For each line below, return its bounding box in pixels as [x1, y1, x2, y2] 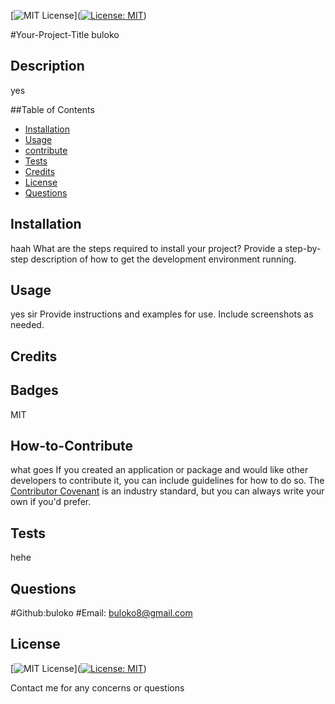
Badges [10, 382, 59, 399]
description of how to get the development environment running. [30, 253, 297, 265]
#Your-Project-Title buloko [10, 29, 120, 40]
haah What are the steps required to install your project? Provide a [10, 242, 283, 254]
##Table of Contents [10, 103, 95, 115]
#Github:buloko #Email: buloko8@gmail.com [10, 607, 193, 619]
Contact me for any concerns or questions [10, 681, 185, 694]
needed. [10, 319, 45, 331]
